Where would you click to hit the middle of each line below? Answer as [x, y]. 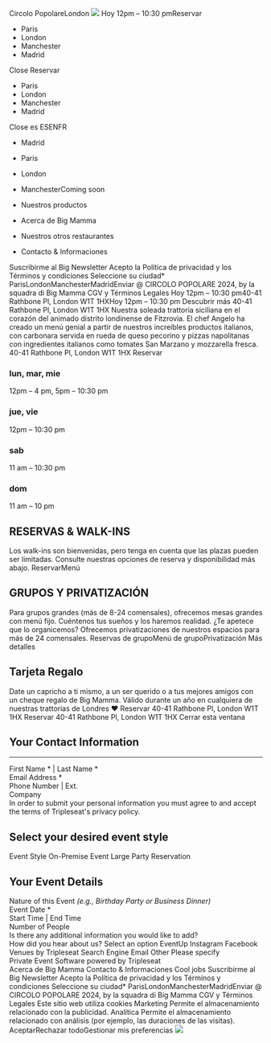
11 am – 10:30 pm [37, 467]
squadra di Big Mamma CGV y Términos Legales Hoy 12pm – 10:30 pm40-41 [135, 293]
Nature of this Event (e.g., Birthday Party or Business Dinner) [110, 901]
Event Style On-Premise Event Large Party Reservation [100, 856]
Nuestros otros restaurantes [68, 236]
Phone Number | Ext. [44, 786]
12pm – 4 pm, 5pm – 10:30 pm [59, 391]
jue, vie [24, 412]
